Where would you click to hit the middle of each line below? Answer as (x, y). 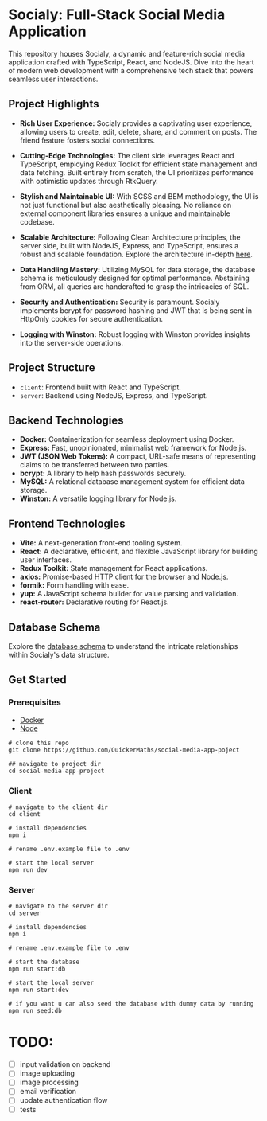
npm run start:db (37, 969)
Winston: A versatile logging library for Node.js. (98, 498)
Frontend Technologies (67, 523)
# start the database (44, 962)
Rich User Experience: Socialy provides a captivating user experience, (136, 123)
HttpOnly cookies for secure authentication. (91, 318)
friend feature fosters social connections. (87, 140)
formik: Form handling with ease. (74, 585)
